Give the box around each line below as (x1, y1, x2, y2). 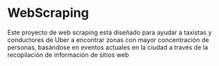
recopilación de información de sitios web (7, 51, 129, 59)
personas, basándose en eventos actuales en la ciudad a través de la (7, 43, 208, 51)
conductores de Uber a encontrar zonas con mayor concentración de (7, 35, 210, 44)
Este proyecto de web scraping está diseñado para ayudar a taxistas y (7, 28, 212, 37)
